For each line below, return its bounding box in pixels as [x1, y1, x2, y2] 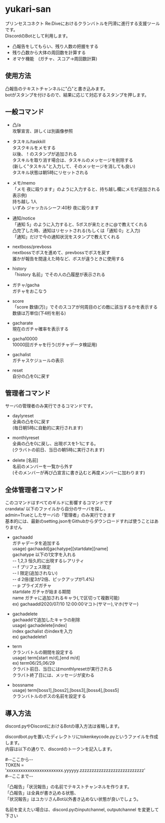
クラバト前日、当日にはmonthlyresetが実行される [12, 666, 113, 672]
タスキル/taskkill [12, 138, 46, 144]
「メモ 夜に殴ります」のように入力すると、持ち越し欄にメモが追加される [12, 186, 161, 192]
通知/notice [12, 215, 35, 221]
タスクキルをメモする [12, 144, 56, 150]
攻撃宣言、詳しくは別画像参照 [12, 128, 73, 134]
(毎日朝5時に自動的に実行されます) [12, 425, 83, 431]
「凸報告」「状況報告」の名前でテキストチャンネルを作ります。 [5, 784, 132, 789]
